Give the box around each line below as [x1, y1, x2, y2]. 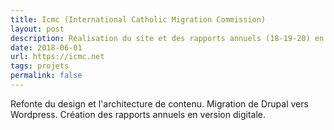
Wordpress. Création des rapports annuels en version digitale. [10, 108, 266, 120]
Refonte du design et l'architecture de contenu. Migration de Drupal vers [10, 97, 309, 110]
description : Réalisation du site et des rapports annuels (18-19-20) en [10, 33, 325, 43]
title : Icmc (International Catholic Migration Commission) [10, 14, 267, 25]
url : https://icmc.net [10, 52, 105, 62]
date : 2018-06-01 [10, 42, 83, 53]
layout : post [10, 24, 65, 34]
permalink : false [10, 71, 83, 81]
